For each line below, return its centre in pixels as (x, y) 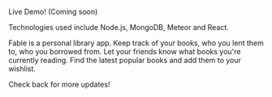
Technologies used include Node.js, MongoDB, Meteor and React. (119, 27)
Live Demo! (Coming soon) (53, 12)
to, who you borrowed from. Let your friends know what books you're (125, 51)
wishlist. (22, 69)
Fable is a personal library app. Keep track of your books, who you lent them (136, 43)
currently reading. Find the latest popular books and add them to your (125, 60)
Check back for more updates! (59, 84)
